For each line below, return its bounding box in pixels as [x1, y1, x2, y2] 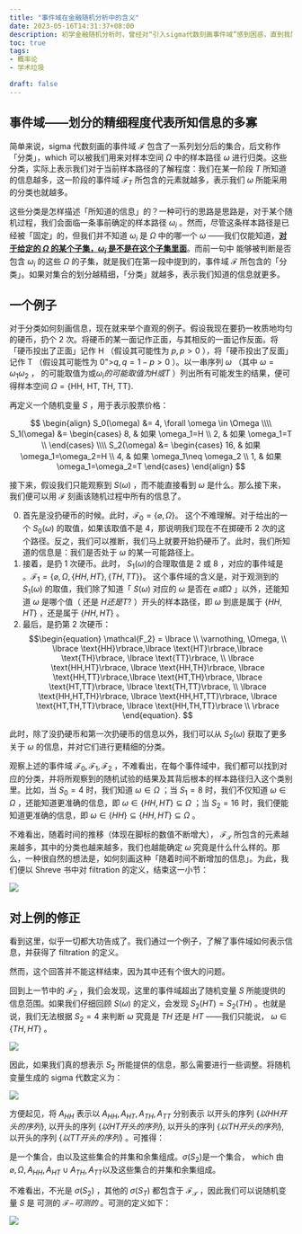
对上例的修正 [9, 910, 81, 926]
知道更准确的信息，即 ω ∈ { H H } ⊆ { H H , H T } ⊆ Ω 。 [9, 810, 200, 821]
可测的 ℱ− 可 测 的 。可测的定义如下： [36, 1197, 172, 1209]
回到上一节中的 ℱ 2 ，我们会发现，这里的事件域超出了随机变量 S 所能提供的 [9, 985, 286, 998]
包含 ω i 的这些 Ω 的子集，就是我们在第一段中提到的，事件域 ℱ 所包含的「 [9, 255, 280, 269]
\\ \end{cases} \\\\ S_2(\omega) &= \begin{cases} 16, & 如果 [40, 439, 262, 450]
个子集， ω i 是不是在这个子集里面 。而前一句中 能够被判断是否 [66, 243, 292, 256]
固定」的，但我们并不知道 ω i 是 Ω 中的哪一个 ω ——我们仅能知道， [32, 230, 280, 243]
